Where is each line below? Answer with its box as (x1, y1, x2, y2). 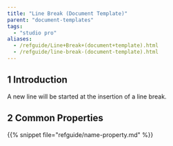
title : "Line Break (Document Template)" (7, 10, 128, 17)
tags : (7, 23, 23, 30)
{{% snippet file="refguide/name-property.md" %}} (7, 130, 154, 138)
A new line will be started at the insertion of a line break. (7, 92, 167, 101)
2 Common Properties (7, 112, 103, 124)
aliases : (7, 36, 32, 43)
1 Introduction (7, 74, 68, 86)
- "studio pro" (13, 29, 57, 36)
